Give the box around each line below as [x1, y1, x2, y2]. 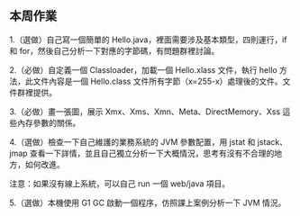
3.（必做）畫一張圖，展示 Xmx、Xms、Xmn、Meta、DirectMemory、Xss [9, 106, 281, 117]
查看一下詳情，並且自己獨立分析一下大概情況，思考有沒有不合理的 [30, 148, 275, 158]
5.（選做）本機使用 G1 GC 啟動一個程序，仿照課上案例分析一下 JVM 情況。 [9, 197, 286, 208]
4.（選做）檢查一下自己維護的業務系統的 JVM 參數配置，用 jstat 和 [9, 136, 256, 147]
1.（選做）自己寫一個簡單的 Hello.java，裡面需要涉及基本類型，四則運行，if [9, 34, 287, 45]
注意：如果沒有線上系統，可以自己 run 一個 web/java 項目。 [9, 178, 231, 189]
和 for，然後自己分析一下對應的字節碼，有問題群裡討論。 [9, 45, 220, 56]
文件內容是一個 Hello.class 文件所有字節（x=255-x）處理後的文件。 [32, 76, 284, 86]
